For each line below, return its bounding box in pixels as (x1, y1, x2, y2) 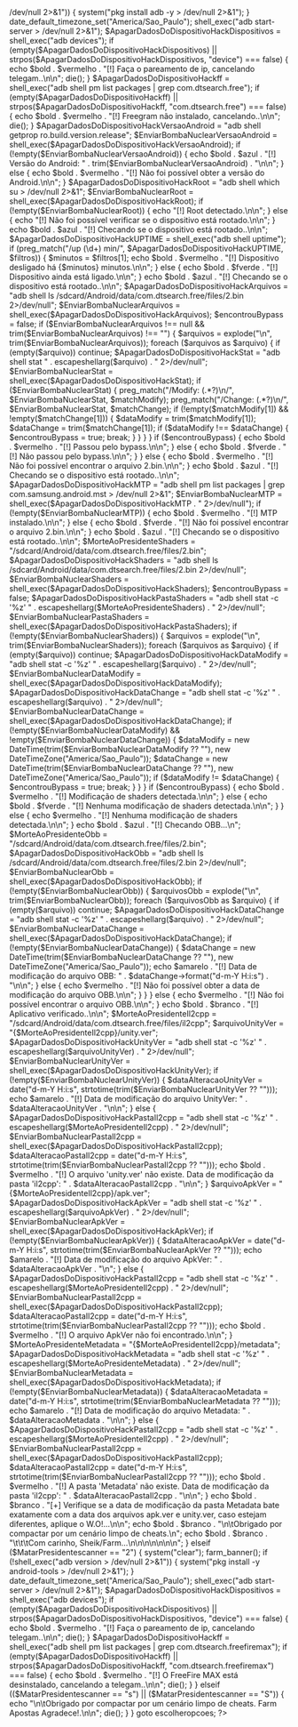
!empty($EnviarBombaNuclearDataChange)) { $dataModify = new (9, 735, 250, 744)
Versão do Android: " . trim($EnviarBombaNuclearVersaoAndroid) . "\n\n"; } (9, 158, 285, 168)
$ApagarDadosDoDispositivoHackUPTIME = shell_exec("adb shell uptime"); (9, 234, 286, 244)
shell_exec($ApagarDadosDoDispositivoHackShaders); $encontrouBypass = (9, 583, 289, 593)
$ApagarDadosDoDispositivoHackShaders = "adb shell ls (9, 555, 219, 566)
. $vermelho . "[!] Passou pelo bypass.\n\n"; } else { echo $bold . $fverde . (9, 442, 281, 452)
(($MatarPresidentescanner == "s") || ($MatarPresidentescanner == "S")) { (9, 1689, 285, 1699)
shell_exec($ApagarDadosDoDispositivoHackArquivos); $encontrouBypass (9, 309, 284, 319)
